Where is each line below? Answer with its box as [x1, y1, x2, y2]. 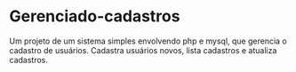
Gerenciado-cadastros [9, 6, 180, 27]
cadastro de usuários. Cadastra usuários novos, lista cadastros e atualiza [9, 44, 277, 55]
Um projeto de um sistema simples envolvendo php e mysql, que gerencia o [9, 36, 287, 46]
